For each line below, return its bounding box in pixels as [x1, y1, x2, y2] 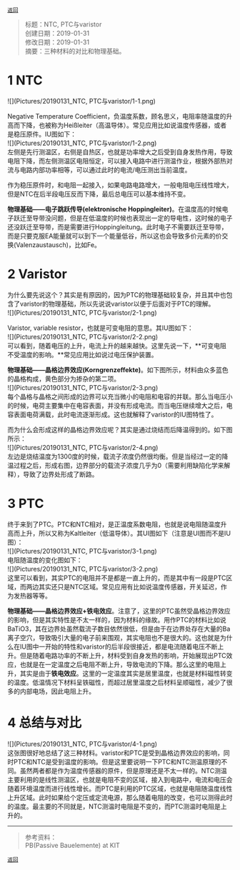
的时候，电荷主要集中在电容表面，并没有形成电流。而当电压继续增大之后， [7, 401, 226, 409]
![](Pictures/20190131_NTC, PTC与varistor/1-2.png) [7, 139, 157, 147]
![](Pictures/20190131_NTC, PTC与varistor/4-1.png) [7, 739, 158, 748]
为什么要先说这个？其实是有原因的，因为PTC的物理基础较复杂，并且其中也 [7, 290, 226, 299]
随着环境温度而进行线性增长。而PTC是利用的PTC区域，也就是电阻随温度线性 [7, 784, 233, 793]
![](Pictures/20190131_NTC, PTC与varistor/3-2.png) [7, 564, 159, 573]
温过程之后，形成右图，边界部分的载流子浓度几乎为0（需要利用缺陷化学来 [7, 461, 224, 469]
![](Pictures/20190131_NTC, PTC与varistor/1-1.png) [7, 96, 156, 105]
